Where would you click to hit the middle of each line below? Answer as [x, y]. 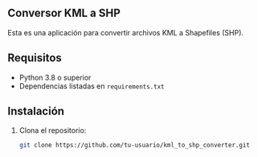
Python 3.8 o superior [55, 77]
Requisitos [35, 58]
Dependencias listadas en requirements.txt [92, 86]
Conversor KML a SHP [64, 13]
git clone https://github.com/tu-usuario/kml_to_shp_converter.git [134, 145]
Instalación [36, 112]
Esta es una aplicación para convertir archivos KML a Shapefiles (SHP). [126, 32]
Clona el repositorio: [53, 130]
